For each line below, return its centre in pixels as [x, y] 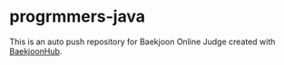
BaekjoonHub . [36, 51]
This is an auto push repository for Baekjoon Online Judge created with [142, 42]
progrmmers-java [77, 17]
